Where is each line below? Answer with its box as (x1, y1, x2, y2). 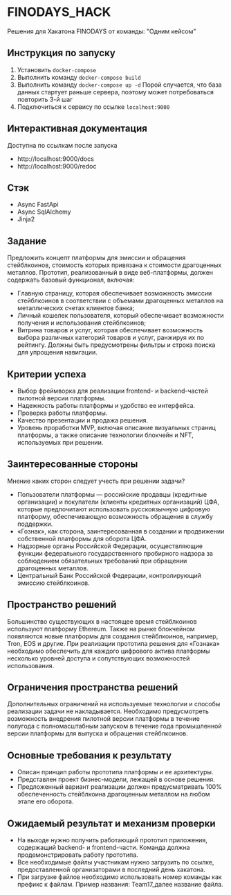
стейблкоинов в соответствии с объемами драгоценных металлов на (17, 296, 223, 305)
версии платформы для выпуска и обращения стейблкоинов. (7, 729, 188, 738)
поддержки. (17, 520, 53, 528)
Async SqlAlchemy (17, 207, 71, 216)
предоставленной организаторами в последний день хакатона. (17, 865, 205, 874)
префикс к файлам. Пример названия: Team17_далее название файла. (17, 880, 223, 889)
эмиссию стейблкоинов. (17, 579, 90, 587)
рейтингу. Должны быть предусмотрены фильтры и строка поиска (17, 341, 216, 349)
